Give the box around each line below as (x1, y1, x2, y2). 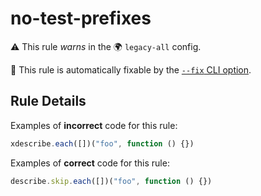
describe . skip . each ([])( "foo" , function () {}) (10, 176, 213, 186)
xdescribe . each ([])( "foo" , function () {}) (10, 138, 195, 149)
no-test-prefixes (10, 7, 152, 30)
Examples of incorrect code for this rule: (10, 119, 178, 131)
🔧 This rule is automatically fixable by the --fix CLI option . (10, 63, 252, 76)
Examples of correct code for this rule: (10, 157, 170, 169)
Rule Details (10, 93, 87, 110)
